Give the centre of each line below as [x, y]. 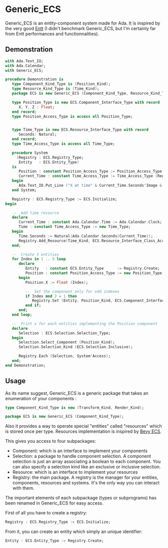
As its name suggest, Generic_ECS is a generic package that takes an [77, 393]
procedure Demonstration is [34, 79]
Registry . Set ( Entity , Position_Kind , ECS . [78, 301]
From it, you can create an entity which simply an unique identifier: [74, 531]
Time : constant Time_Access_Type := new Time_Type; [74, 227]
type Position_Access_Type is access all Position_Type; [72, 116]
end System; [24, 190]
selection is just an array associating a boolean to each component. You [86, 461]
